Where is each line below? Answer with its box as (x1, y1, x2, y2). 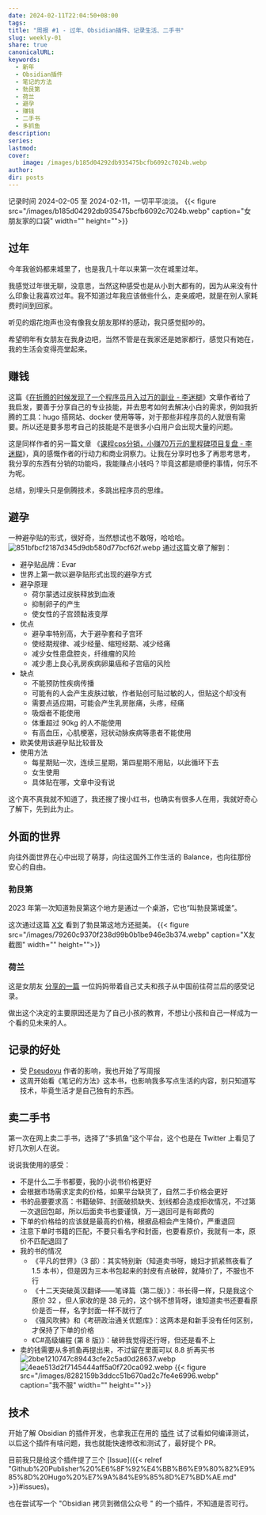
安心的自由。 (8, 862, 50, 872)
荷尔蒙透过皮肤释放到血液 (31, 589, 116, 599)
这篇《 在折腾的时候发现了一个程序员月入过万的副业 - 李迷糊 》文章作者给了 (8, 392, 252, 402)
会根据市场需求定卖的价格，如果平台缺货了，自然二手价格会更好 (19, 1187, 228, 1197)
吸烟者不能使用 (31, 708, 81, 718)
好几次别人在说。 (8, 1144, 64, 1153)
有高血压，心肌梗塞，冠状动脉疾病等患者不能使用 (31, 728, 192, 737)
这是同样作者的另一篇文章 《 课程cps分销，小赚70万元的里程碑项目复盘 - (8, 439, 244, 448)
